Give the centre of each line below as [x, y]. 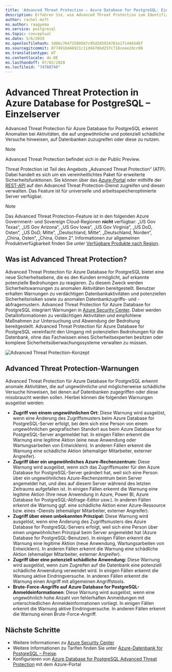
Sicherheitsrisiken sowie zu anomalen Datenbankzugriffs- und [71, 299]
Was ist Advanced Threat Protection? [66, 259]
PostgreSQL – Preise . [35, 653]
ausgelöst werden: [25, 403]
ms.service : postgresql [31, 29]
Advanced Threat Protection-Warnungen [72, 369]
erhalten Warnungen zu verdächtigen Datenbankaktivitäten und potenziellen [86, 293]
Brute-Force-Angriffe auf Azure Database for [62, 586]
